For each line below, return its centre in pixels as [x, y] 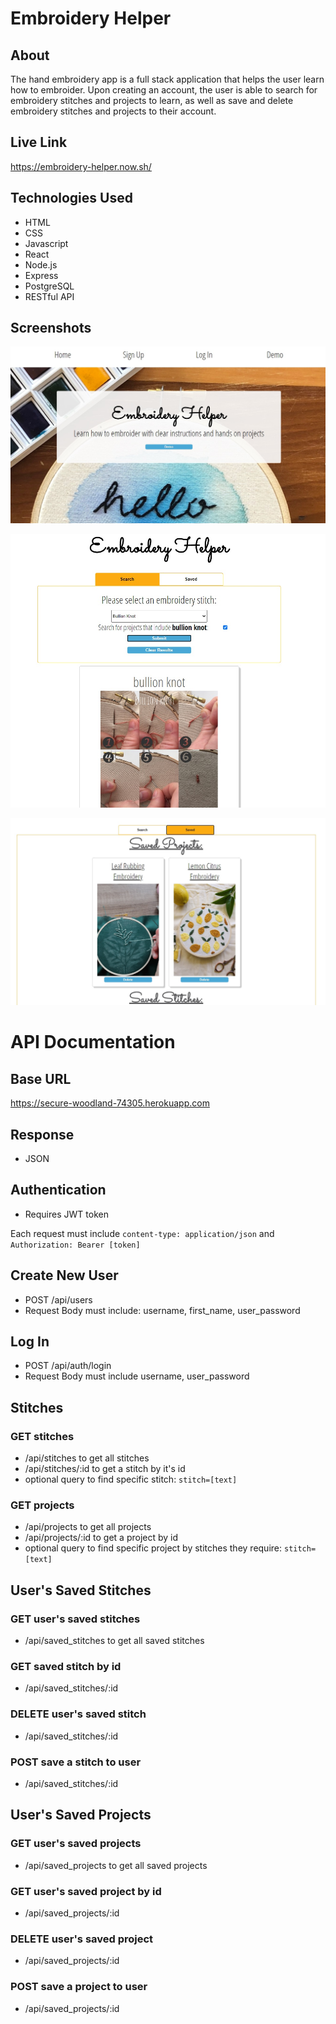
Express [41, 275]
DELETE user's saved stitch [78, 1714]
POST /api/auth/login [68, 1366]
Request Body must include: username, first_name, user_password [162, 1310]
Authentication [58, 1190]
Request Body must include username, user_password [137, 1376]
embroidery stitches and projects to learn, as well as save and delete [152, 100]
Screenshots [51, 328]
